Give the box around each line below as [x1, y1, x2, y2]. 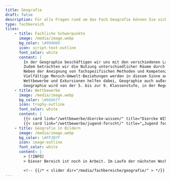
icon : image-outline [18, 140, 63, 145]
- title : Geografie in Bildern [14, 126, 81, 131]
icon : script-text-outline [18, 45, 76, 50]
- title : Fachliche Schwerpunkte [14, 31, 85, 36]
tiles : [5, 26, 19, 32]
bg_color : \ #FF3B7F [18, 135, 60, 140]
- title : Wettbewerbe [14, 87, 60, 93]
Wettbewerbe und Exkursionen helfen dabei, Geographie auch [23, 78, 154, 83]
